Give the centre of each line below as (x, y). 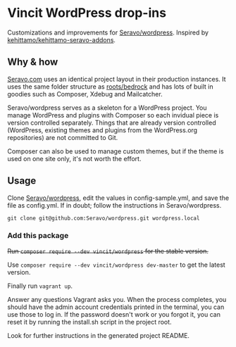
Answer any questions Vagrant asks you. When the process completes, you (117, 299)
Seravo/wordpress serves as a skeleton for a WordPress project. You (107, 108)
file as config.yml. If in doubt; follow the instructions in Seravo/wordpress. (114, 205)
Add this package (38, 236)
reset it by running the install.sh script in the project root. (89, 322)
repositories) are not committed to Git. (63, 137)
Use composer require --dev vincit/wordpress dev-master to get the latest (116, 265)
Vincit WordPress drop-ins (87, 13)
